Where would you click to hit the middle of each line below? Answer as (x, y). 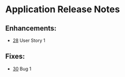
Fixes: (15, 56)
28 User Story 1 (29, 40)
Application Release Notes (62, 9)
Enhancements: (31, 28)
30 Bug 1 (22, 69)
